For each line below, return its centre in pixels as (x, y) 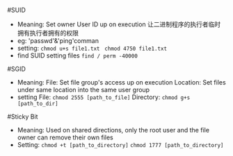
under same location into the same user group (83, 90)
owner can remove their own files (65, 137)
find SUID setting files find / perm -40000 (77, 55)
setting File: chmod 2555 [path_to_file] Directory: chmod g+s (104, 97)
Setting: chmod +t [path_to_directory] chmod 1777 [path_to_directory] (120, 145)
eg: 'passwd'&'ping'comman (58, 41)
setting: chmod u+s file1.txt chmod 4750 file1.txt (92, 48)
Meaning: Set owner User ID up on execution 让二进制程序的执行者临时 (119, 24)
